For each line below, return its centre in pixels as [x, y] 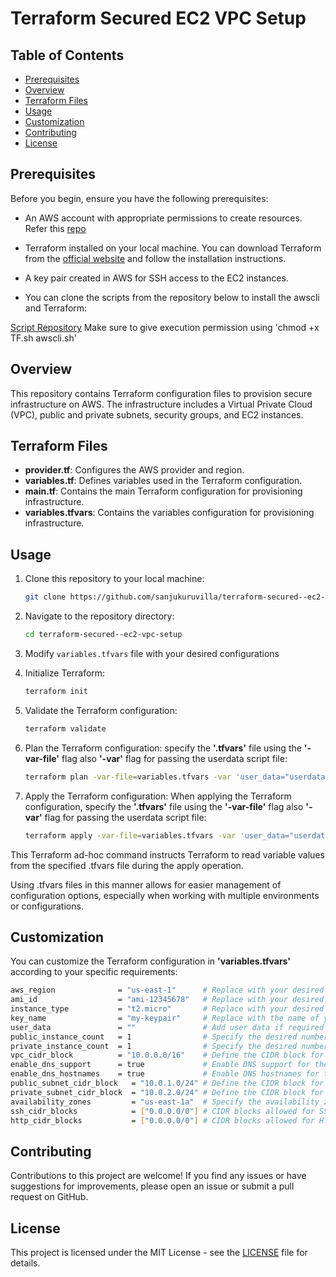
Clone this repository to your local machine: [114, 579]
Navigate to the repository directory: [99, 616]
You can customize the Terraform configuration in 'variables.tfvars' [151, 961]
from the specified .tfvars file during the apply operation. [127, 865]
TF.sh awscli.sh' [43, 338]
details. [25, 1263]
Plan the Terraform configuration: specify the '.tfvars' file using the [163, 748]
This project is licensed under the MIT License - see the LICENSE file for [159, 1253]
